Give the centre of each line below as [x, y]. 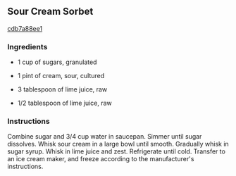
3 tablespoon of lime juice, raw [62, 89]
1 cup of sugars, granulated [57, 62]
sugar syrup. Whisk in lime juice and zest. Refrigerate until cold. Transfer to [116, 151]
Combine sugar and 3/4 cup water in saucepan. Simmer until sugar [105, 137]
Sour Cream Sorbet [50, 12]
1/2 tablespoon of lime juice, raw [65, 103]
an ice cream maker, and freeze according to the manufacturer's [101, 159]
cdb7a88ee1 [25, 28]
